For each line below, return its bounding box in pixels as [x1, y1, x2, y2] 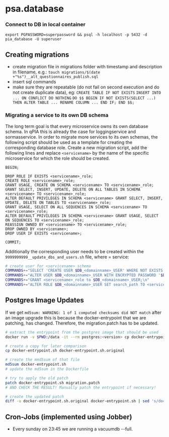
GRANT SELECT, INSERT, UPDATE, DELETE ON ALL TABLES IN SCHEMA [5, 187, 141, 192]
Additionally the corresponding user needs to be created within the [5, 248, 144, 254]
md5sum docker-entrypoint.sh [5, 362, 66, 367]
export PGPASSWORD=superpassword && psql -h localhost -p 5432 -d [5, 32, 147, 38]
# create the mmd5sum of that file [5, 357, 80, 362]
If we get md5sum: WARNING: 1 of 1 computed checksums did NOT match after [5, 309, 162, 315]
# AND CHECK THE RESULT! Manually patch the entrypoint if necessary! [5, 385, 156, 390]
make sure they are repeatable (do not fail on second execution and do [12, 84, 159, 90]
